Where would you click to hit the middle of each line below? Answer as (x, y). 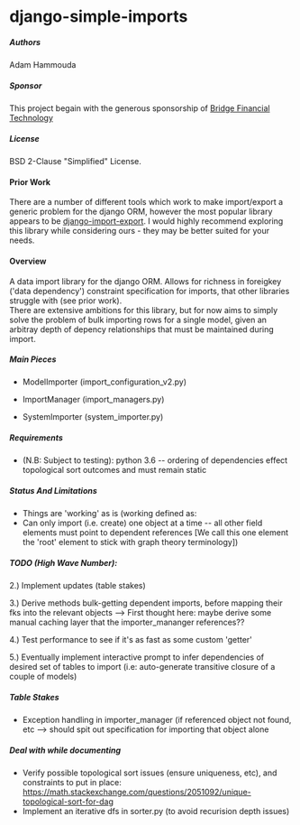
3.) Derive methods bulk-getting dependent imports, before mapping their (146, 603)
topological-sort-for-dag (68, 802)
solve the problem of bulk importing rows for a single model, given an (138, 320)
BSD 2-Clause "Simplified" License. (76, 162)
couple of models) (43, 677)
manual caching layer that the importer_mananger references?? (127, 622)
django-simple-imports (99, 17)
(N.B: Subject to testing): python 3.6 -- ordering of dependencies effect (155, 460)
